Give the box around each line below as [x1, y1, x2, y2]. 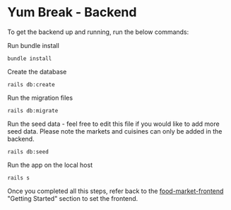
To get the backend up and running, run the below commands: [7, 28, 189, 36]
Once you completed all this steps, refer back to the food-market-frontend [7, 187, 224, 195]
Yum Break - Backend [7, 4, 137, 21]
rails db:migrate [7, 107, 59, 114]
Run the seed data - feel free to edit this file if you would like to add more [7, 119, 220, 128]
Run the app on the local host [7, 161, 93, 169]
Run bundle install [7, 41, 60, 49]
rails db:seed [7, 148, 49, 156]
